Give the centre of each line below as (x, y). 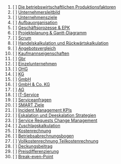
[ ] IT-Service (26, 95)
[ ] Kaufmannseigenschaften (41, 53)
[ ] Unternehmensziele (35, 17)
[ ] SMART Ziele (28, 105)
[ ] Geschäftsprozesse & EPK (41, 28)
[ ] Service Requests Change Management (55, 120)
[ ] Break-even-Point (33, 156)
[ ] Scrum (22, 38)
